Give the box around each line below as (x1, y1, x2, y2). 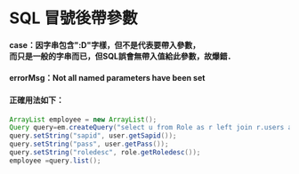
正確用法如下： (9, 94, 64, 105)
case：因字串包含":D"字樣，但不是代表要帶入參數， (9, 39, 200, 50)
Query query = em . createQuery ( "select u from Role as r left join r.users (9, 123, 285, 132)
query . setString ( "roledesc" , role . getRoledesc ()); (9, 148, 201, 157)
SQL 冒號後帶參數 (9, 8, 138, 28)
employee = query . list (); (9, 156, 101, 165)
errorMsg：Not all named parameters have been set (9, 73, 206, 83)
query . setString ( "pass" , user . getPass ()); (9, 139, 169, 149)
